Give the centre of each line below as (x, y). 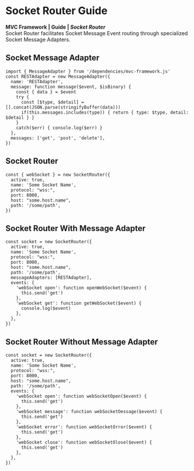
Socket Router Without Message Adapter (82, 342)
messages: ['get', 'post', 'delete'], (58, 138)
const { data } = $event (46, 92)
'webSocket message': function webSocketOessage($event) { (89, 412)
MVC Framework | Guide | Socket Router (56, 27)
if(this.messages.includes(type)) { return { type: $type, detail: (105, 112)
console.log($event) (46, 309)
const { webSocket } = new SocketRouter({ (58, 175)
